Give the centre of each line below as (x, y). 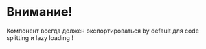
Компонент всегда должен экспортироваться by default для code (103, 31)
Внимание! (39, 12)
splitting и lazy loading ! (40, 37)
